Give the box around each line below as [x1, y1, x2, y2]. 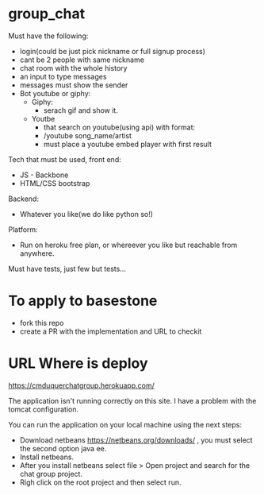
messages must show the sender [19, 80, 128, 90]
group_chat [8, 5, 86, 23]
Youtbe [31, 114, 55, 123]
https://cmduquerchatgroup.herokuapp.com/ [8, 381, 155, 390]
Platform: [8, 224, 38, 234]
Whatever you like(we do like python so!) [19, 209, 153, 218]
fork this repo [19, 318, 64, 327]
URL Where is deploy [8, 354, 148, 373]
